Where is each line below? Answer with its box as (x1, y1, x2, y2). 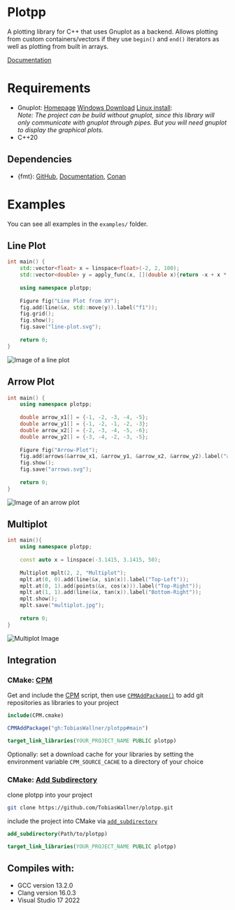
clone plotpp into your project (7, 791, 93, 799)
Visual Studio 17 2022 (17, 896, 80, 904)
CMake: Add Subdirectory (7, 774, 98, 784)
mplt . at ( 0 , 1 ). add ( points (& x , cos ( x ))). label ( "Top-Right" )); (20, 582, 202, 590)
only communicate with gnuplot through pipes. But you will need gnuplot (17, 118, 227, 127)
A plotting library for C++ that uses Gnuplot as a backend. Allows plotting (7, 27, 218, 36)
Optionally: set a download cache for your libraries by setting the (7, 750, 194, 758)
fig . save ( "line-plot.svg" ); (20, 323, 101, 331)
